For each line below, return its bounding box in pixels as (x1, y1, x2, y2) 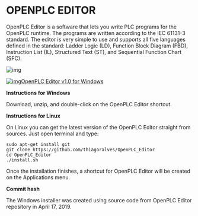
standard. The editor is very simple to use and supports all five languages (6, 36, 186, 43)
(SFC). (6, 55, 22, 62)
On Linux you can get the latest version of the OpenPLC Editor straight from (6, 123, 191, 131)
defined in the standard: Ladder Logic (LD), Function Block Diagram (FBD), (6, 42, 189, 49)
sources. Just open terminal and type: (6, 130, 99, 137)
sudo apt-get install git (6, 141, 70, 147)
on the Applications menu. (6, 173, 71, 181)
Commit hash (6, 185, 40, 192)
